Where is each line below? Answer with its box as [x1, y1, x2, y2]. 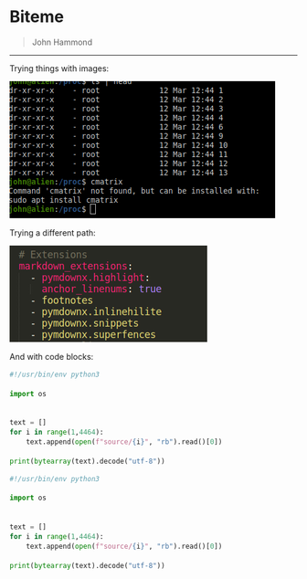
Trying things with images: [9, 62, 110, 74]
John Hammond [31, 37, 93, 47]
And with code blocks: [9, 351, 94, 362]
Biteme [9, 6, 65, 27]
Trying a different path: [9, 226, 96, 238]
